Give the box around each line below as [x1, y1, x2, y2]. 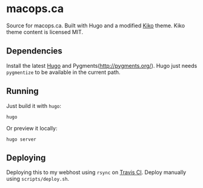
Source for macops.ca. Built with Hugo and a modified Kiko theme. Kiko [6, 22, 185, 29]
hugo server [6, 136, 36, 143]
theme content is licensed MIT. [6, 28, 84, 35]
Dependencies [6, 46, 62, 56]
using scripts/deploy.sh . [6, 175, 70, 183]
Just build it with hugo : [6, 102, 62, 109]
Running [6, 86, 39, 96]
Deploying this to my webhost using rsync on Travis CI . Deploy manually [6, 169, 187, 176]
